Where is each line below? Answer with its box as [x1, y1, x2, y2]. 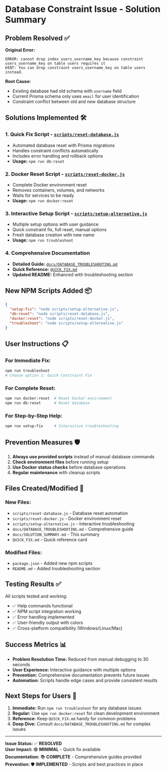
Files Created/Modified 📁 [5, 484, 84, 493]
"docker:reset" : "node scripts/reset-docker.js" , [9, 316, 114, 321]
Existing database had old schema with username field [12, 88, 122, 94]
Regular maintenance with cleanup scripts [12, 470, 100, 476]
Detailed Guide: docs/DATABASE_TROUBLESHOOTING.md [12, 261, 118, 267]
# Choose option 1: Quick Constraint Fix [5, 373, 92, 378]
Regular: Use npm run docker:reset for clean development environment [12, 710, 160, 716]
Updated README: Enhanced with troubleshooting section [12, 271, 133, 277]
